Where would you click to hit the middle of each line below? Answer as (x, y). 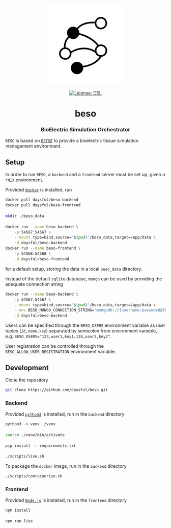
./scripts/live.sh (25, 457)
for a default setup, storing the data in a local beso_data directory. (74, 269)
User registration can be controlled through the (55, 346)
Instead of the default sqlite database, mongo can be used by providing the (84, 279)
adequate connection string (34, 284)
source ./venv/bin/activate (35, 435)
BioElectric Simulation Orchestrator (85, 130)
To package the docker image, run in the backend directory (66, 466)
